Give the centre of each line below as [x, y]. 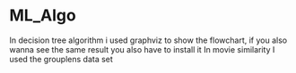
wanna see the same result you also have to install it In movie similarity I [142, 49]
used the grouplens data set [61, 59]
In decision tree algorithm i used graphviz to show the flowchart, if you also [148, 40]
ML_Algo [43, 16]
